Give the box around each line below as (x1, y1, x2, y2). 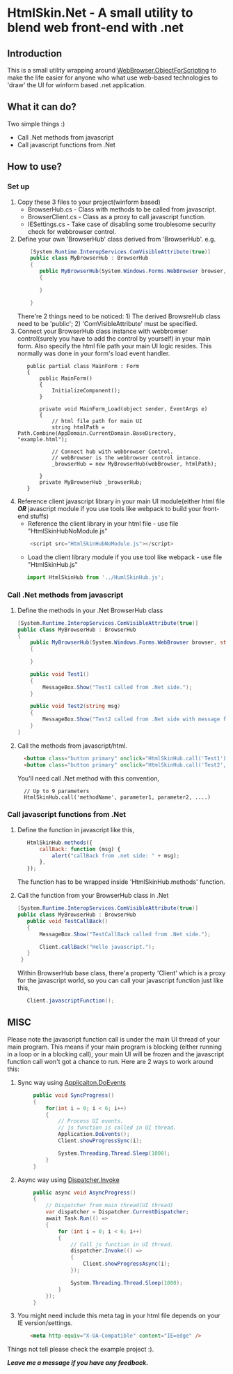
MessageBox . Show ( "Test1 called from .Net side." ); (42, 684, 193, 690)
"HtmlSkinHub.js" (27, 560, 78, 568)
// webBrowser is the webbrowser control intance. (51, 454, 202, 461)
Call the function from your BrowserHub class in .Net (17, 892, 169, 900)
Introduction (7, 47, 63, 59)
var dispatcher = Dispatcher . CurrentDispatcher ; (45, 1209, 189, 1216)
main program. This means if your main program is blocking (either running (7, 1042, 223, 1051)
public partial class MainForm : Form (26, 362, 139, 369)
